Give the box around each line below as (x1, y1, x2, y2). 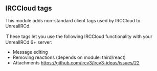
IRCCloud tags (5, 4, 52, 13)
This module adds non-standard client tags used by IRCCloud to (5, 17, 141, 23)
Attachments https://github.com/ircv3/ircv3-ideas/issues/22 (12, 59, 140, 65)
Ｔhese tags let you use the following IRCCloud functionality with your (5, 33, 152, 40)
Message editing (12, 49, 48, 55)
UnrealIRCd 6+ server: (5, 39, 53, 45)
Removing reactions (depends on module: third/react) (12, 54, 126, 60)
